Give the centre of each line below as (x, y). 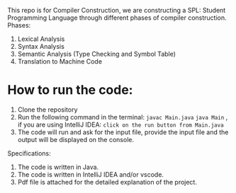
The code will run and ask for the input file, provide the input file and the (123, 132)
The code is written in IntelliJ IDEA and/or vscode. (91, 174)
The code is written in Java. (58, 167)
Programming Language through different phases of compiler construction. (117, 18)
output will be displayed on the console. (76, 139)
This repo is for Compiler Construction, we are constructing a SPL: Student (117, 10)
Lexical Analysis (41, 39)
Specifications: (29, 153)
